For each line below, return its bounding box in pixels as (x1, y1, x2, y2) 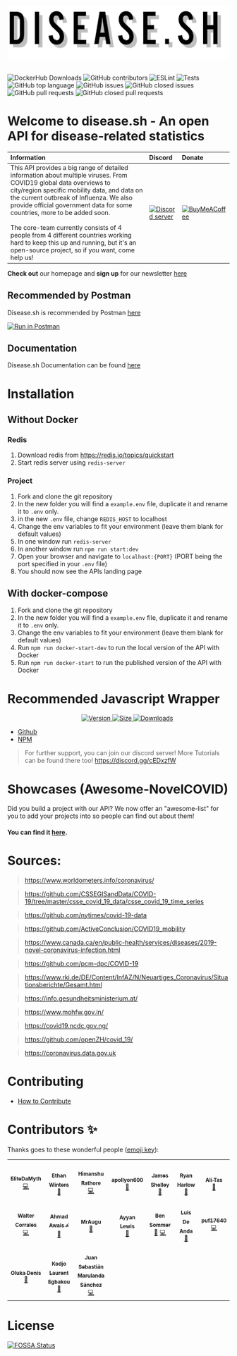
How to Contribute (17, 1097, 72, 1105)
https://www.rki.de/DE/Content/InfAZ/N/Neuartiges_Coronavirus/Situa (24, 972, 229, 982)
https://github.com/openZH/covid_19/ (24, 1035, 133, 1044)
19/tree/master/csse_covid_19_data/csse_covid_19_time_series (24, 897, 205, 905)
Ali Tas (205, 1177, 223, 1184)
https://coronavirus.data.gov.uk (24, 1049, 116, 1057)
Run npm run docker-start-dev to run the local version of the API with (17, 644, 220, 652)
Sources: (7, 853, 61, 869)
